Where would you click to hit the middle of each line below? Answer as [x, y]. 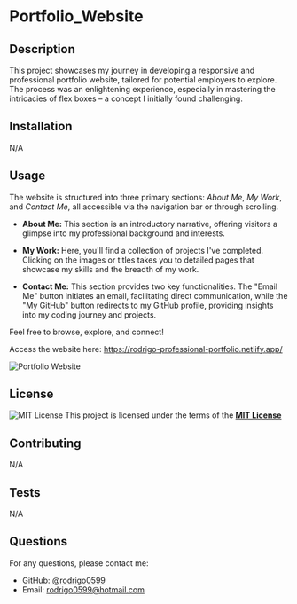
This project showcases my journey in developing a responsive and [132, 70]
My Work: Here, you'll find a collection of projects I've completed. [143, 250]
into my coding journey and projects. [89, 314]
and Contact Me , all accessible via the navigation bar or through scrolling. [144, 207]
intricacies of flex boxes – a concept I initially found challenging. [126, 98]
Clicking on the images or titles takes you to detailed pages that [138, 260]
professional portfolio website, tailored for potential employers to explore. [143, 80]
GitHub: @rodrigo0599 [64, 580]
